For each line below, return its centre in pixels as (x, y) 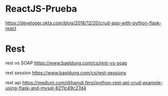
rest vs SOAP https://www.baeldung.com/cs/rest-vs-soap (66, 63)
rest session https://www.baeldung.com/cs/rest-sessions (66, 73)
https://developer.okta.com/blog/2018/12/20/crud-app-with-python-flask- (83, 23)
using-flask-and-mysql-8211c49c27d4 (46, 88)
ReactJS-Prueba (41, 9)
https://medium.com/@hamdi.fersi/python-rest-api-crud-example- (92, 82)
